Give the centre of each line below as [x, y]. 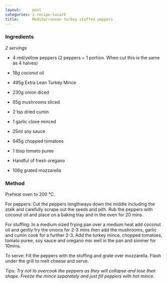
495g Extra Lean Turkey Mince [44, 82]
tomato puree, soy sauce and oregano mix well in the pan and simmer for [81, 240]
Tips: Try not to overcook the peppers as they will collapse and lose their [81, 270]
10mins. [13, 246]
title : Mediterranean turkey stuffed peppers [59, 19]
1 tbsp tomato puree [33, 151]
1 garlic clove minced [34, 121]
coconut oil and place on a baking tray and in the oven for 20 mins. [74, 215]
